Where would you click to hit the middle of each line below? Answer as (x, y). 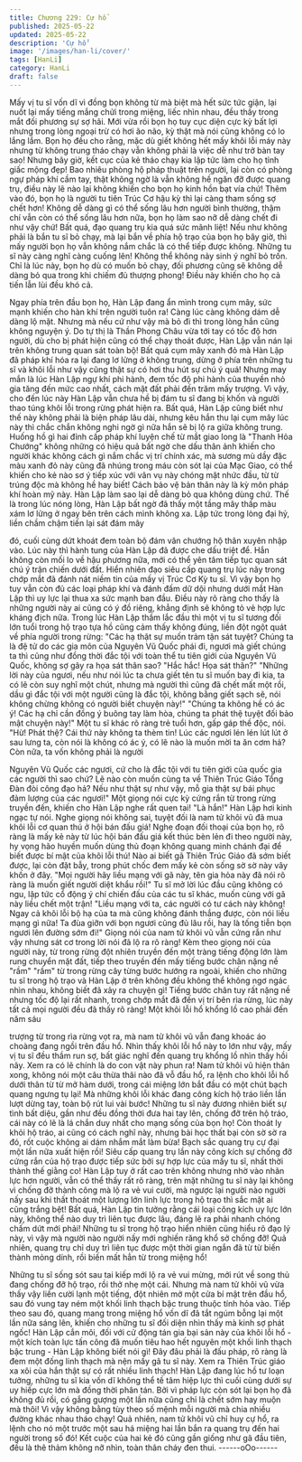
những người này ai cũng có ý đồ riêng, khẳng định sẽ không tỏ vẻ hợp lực (147, 607)
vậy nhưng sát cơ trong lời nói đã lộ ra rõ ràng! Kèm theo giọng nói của (140, 942)
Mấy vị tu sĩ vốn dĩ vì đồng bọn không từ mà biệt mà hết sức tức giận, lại (143, 102)
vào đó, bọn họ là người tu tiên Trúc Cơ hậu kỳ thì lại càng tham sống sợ (143, 198)
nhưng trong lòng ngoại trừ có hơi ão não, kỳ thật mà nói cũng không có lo (147, 131)
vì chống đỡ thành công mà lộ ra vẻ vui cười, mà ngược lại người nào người (147, 1190)
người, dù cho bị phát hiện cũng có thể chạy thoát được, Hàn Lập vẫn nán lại (151, 341)
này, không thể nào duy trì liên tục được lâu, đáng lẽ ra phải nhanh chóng (145, 1218)
